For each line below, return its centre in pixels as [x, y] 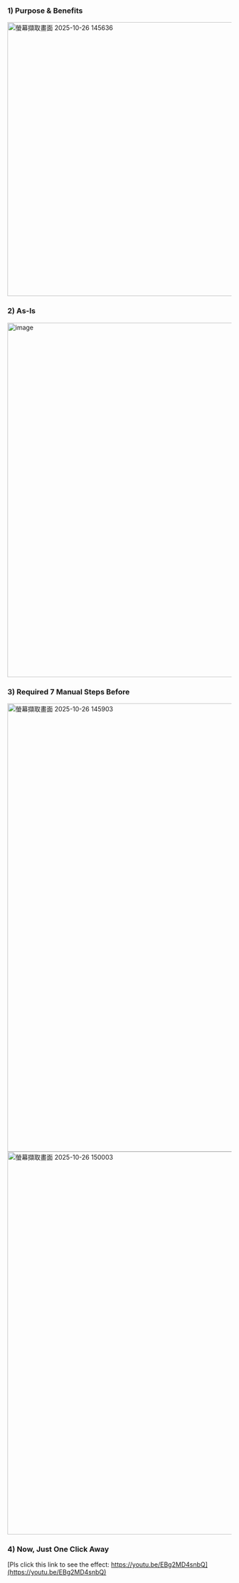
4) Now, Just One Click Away [58, 1549]
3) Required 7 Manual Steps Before [69, 692]
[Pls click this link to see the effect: [59, 1565]
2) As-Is [21, 311]
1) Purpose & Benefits [45, 11]
